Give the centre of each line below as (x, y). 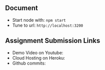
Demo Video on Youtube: (38, 52)
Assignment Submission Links (53, 41)
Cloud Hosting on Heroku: (39, 58)
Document (21, 8)
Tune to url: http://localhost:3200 (48, 25)
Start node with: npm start (39, 20)
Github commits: (29, 63)
